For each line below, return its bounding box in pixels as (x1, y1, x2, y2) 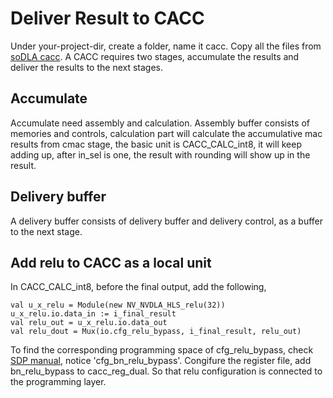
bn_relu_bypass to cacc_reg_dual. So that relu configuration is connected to (10, 365, 323, 377)
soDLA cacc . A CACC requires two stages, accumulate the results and (10, 50, 300, 62)
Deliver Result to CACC (10, 7, 205, 30)
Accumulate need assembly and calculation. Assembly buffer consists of (10, 117, 310, 129)
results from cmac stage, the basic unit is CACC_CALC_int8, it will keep (10, 138, 302, 150)
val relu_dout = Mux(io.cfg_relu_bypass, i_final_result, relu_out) (10, 327, 302, 337)
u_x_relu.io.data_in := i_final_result (10, 309, 177, 319)
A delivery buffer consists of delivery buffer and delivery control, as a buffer (10, 215, 324, 227)
